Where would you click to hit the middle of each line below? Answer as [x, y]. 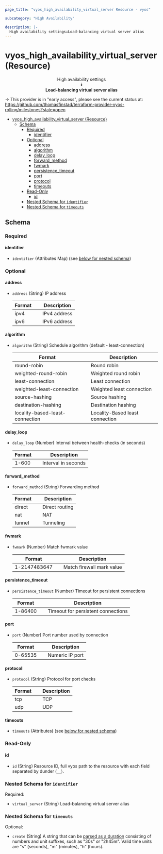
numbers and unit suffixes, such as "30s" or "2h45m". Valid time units [82, 841]
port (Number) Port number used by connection [60, 635]
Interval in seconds [64, 463]
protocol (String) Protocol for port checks [54, 679]
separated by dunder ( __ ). [38, 771]
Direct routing [58, 507]
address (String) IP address [39, 293]
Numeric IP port [66, 655]
